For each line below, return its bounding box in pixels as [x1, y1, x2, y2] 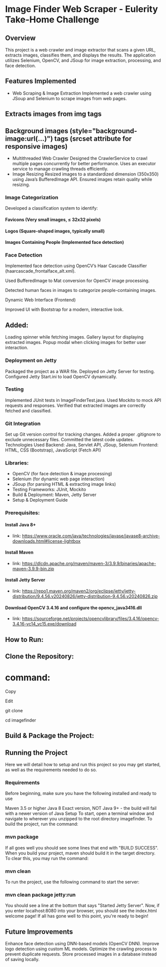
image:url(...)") [5, 134, 53, 143]
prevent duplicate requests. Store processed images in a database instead [5, 951, 157, 957]
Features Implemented [5, 77, 77, 85]
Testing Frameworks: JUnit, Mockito [12, 487, 86, 493]
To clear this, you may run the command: [5, 855, 89, 861]
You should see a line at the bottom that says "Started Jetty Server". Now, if [5, 903, 160, 909]
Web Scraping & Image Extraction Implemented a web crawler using [12, 90, 152, 96]
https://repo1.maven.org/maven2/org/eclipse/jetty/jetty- [22, 588, 136, 594]
